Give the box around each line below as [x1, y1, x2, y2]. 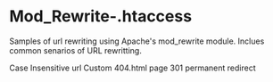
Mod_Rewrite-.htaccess [9, 6, 193, 27]
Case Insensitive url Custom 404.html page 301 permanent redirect [9, 62, 256, 73]
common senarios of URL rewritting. [9, 45, 143, 55]
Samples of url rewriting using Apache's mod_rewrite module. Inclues [9, 36, 265, 46]
